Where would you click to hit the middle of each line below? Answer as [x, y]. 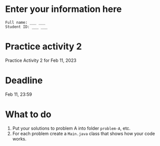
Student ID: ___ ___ [27, 27]
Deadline [24, 80]
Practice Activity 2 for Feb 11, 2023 [41, 60]
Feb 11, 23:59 [19, 94]
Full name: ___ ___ [25, 22]
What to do [28, 114]
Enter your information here [63, 9]
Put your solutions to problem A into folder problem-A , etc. [71, 128]
